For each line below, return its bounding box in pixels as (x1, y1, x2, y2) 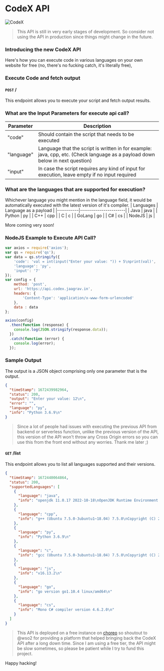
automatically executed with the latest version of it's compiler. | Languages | (5, 202, 158, 208)
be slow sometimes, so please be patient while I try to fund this (17, 645, 144, 651)
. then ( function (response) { (9, 323, 69, 328)
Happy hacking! (5, 660, 37, 666)
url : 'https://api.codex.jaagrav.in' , (14, 287, 93, 291)
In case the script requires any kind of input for (38, 165, 145, 172)
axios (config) (5, 318, 34, 323)
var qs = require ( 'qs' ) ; (5, 250, 56, 255)
